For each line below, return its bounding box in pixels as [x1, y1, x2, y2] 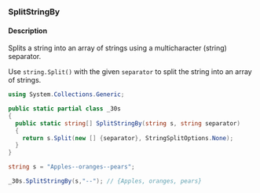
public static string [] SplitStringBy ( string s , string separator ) [15, 119, 241, 128]
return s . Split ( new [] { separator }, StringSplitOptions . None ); [22, 134, 234, 142]
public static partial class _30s [8, 105, 122, 113]
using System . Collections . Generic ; [8, 91, 125, 98]
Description [8, 26, 48, 35]
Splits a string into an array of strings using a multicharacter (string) [8, 43, 228, 53]
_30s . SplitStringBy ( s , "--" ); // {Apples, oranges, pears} [8, 177, 202, 185]
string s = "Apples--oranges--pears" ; [8, 163, 135, 171]
